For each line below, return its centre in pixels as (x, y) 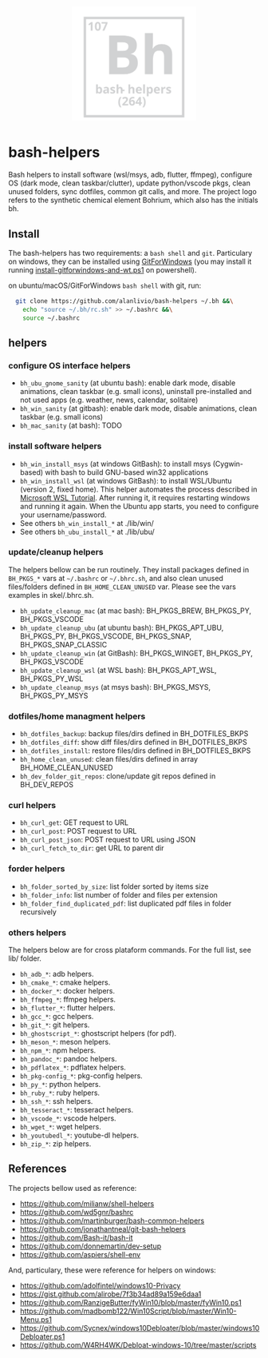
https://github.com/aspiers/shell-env (80, 1254)
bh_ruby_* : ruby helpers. (60, 1093)
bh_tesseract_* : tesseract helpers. (77, 1110)
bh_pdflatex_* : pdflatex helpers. (73, 1067)
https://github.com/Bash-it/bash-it (76, 1237)
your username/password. (63, 515)
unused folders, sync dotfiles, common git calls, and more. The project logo (132, 192)
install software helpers (55, 446)
